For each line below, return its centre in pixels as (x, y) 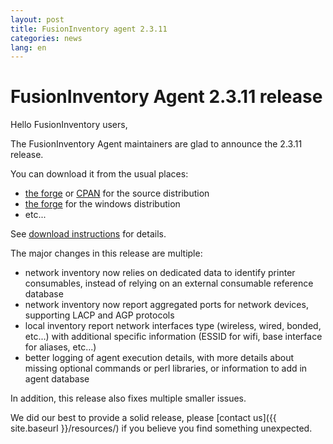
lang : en (28, 47)
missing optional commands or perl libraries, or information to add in (166, 368)
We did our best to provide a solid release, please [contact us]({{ (143, 418)
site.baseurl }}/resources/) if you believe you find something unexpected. (161, 428)
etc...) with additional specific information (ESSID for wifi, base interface (173, 337)
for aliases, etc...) (60, 347)
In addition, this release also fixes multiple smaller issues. (128, 398)
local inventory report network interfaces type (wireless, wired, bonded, (173, 326)
